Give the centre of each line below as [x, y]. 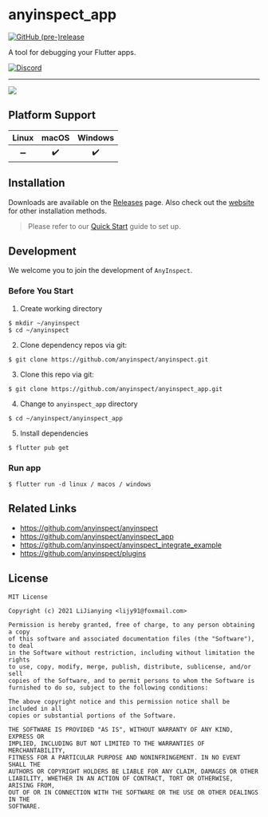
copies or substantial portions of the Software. [93, 716]
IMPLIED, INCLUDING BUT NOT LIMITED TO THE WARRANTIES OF [106, 744]
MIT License [28, 597]
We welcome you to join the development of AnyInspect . [100, 270]
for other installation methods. [58, 211]
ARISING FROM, [32, 785]
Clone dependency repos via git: [73, 345]
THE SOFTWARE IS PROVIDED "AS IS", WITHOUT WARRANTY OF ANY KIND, [121, 729]
